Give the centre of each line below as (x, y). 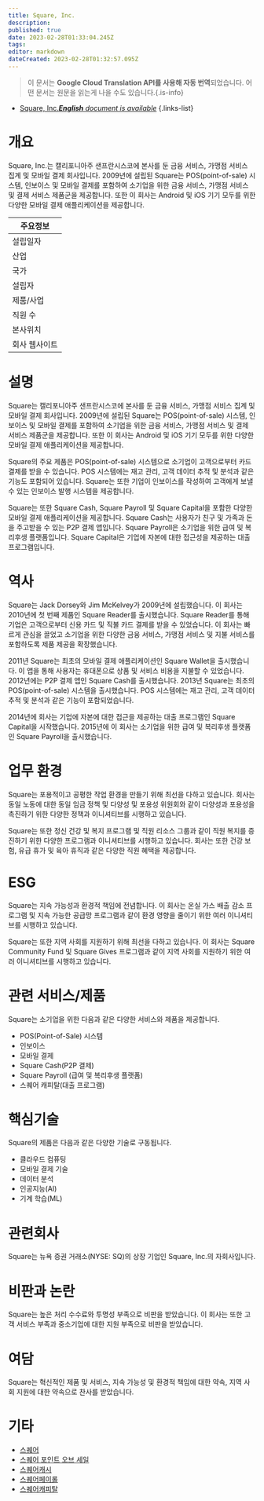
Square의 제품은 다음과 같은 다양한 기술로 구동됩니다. (90, 1143)
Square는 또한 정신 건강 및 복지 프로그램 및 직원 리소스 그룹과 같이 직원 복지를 (127, 830)
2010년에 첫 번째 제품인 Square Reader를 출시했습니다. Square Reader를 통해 (129, 614)
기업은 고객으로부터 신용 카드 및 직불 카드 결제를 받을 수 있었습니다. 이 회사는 (125, 624)
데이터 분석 (37, 1179)
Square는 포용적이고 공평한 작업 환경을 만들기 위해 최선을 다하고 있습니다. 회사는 (132, 794)
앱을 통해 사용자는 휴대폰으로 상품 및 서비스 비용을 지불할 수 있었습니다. (136, 670)
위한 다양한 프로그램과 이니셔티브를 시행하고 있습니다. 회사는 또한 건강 (136, 840)
